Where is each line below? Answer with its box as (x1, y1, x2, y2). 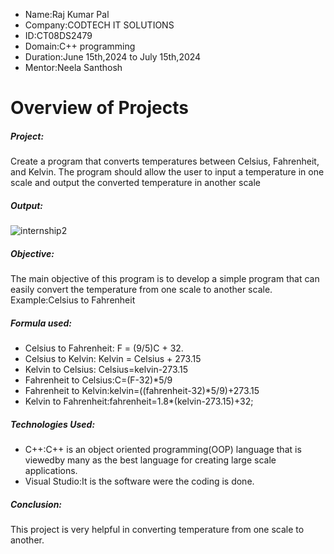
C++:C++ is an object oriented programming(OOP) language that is (24, 444, 302, 456)
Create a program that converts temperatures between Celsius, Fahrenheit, (10, 155, 320, 168)
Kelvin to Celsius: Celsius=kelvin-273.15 (24, 364, 189, 376)
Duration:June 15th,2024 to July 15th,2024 (24, 51, 202, 63)
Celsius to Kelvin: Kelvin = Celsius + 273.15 (24, 353, 202, 365)
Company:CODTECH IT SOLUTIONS (24, 19, 175, 31)
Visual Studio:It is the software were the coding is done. (24, 475, 255, 488)
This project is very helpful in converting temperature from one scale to (10, 524, 305, 535)
